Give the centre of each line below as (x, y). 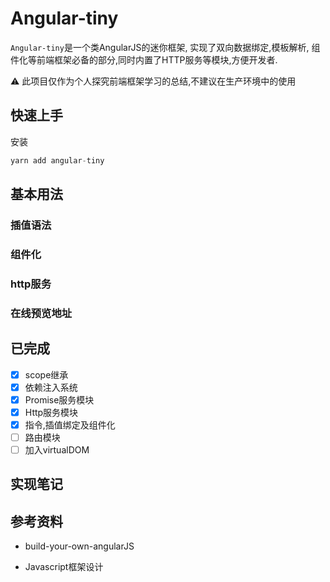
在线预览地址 (41, 313)
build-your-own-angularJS (79, 546)
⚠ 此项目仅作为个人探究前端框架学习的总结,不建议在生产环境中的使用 (153, 81)
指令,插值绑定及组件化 (70, 424)
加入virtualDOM (57, 449)
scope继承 (46, 374)
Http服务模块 (51, 412)
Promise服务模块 (59, 399)
